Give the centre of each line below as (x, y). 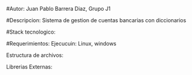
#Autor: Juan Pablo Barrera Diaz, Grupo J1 (58, 9)
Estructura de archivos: (35, 55)
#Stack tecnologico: (31, 32)
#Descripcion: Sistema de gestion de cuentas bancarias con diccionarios (96, 20)
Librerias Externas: (29, 67)
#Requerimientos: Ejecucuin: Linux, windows (61, 43)
